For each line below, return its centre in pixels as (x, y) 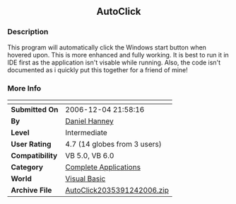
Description (28, 32)
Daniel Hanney (90, 121)
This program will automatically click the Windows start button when (107, 47)
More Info (24, 88)
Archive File (31, 190)
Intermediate (86, 132)
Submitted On (35, 109)
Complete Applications (103, 167)
